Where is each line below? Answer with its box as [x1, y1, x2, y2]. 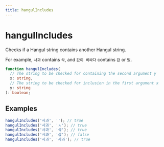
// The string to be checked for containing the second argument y [10, 71, 157, 76]
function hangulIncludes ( [5, 66, 60, 72]
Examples [5, 104, 37, 113]
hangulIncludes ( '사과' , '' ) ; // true [5, 118, 83, 123]
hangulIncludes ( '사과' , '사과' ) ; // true [5, 137, 90, 142]
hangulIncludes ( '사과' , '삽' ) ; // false [5, 132, 89, 137]
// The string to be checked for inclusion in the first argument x [10, 80, 159, 86]
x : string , [10, 76, 33, 81]
